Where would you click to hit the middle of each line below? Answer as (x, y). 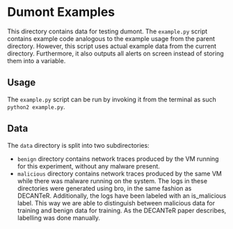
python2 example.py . (36, 107)
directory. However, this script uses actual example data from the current (112, 46)
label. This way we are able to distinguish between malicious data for (116, 203)
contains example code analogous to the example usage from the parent (111, 38)
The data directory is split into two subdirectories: (78, 145)
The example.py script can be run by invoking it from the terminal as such (112, 99)
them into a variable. (37, 60)
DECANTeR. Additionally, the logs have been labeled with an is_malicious (122, 196)
